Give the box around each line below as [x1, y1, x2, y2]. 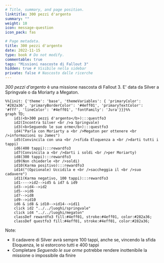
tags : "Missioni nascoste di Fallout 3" [5, 62, 89, 67]
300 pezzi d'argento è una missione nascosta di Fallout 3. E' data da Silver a [5, 84, 159, 90]
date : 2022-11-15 [5, 48, 41, 53]
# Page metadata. [5, 39, 41, 44]
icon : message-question [5, 25, 54, 30]
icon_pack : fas [5, 30, 36, 35]
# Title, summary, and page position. [5, 7, 84, 12]
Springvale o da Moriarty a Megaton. [5, 89, 79, 95]
